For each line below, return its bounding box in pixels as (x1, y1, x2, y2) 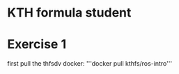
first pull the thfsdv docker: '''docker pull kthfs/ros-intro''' (7, 59, 173, 68)
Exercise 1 (7, 37, 67, 53)
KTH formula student (7, 5, 132, 21)
